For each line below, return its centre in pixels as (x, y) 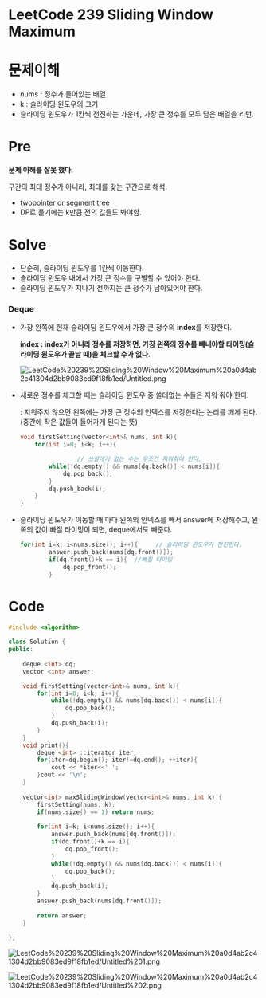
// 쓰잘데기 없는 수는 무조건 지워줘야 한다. (139, 459)
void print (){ (46, 745)
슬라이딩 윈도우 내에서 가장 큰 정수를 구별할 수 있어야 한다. (110, 278)
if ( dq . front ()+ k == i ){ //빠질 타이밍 (111, 560)
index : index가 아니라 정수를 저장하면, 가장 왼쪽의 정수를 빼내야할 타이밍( (134, 344)
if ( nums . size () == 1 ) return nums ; (96, 812)
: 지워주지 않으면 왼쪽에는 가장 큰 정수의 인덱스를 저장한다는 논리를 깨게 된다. (139, 412)
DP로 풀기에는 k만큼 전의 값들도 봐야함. (80, 212)
